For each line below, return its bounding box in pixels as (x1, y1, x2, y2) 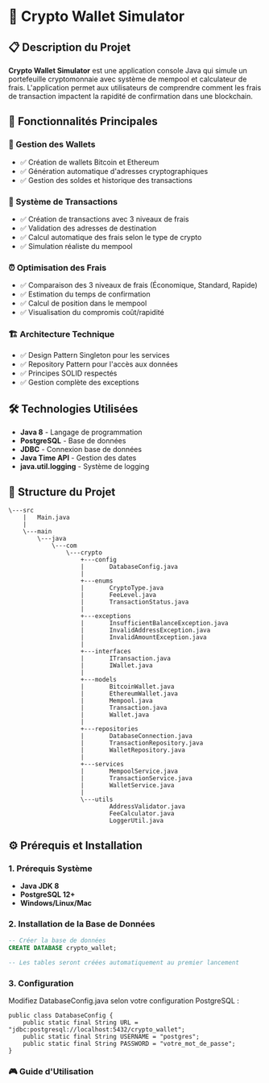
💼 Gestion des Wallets (8, 139, 96, 150)
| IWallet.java (80, 662, 153, 670)
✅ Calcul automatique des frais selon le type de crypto (19, 232, 202, 242)
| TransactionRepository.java (80, 739, 204, 748)
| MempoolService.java (80, 767, 179, 776)
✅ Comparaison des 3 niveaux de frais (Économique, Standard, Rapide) (19, 280, 258, 290)
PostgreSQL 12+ (19, 890, 76, 899)
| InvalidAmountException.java (80, 633, 207, 641)
